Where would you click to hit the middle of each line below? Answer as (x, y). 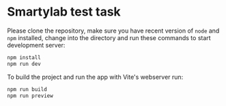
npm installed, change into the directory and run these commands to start (109, 37)
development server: (36, 45)
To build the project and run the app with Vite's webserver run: (95, 77)
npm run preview (30, 96)
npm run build (27, 89)
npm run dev (24, 64)
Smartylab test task (64, 12)
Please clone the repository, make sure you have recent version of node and (113, 31)
